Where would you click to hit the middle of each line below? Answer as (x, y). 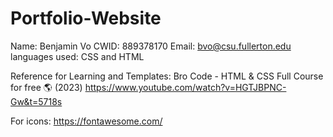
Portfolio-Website (86, 18)
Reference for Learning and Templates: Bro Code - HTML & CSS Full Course (167, 76)
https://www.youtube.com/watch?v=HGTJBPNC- (185, 87)
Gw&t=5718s (36, 101)
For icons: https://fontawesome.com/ (86, 121)
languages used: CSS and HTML (77, 56)
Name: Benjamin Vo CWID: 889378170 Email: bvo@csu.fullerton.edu (151, 46)
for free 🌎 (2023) (46, 87)
